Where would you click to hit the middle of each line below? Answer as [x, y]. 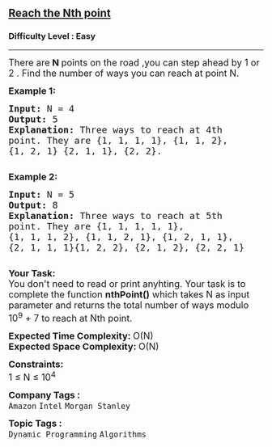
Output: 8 [33, 205]
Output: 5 [33, 119]
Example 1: [32, 91]
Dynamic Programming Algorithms [78, 434]
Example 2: [33, 177]
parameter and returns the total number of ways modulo [129, 305]
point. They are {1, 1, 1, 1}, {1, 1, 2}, [118, 140]
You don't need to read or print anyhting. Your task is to [127, 284]
